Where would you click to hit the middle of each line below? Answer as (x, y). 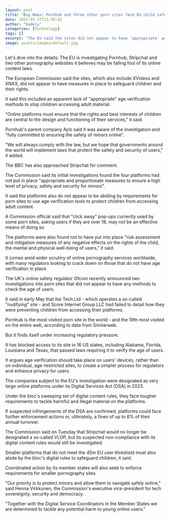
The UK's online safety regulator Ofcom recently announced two (73, 278)
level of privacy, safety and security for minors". (55, 186)
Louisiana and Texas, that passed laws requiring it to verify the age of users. (85, 350)
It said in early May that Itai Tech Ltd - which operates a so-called (74, 299)
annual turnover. (22, 422)
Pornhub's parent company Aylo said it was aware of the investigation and (83, 129)
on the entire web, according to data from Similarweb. (61, 325)
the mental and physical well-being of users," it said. (60, 248)
